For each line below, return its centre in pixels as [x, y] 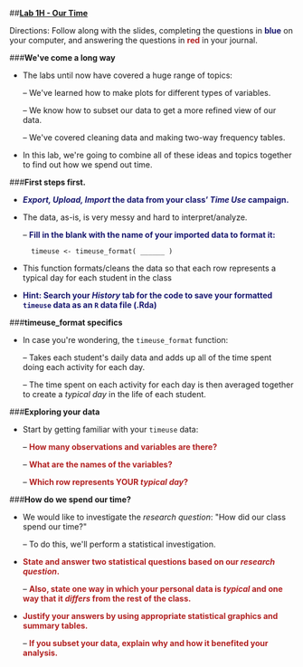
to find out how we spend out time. [87, 165]
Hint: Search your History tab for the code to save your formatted [147, 295]
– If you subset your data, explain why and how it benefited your [145, 643]
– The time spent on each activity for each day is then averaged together [158, 385]
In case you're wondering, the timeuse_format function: [125, 340]
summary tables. [55, 625]
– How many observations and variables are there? [120, 447]
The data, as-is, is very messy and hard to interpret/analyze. [135, 217]
